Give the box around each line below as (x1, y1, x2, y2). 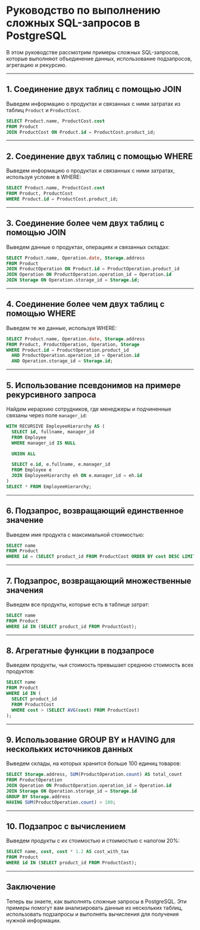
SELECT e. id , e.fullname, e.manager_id (11, 461, 111, 467)
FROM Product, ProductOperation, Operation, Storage (6, 341, 140, 347)
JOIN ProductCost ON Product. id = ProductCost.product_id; (6, 129, 156, 135)
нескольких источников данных (6, 744, 133, 754)
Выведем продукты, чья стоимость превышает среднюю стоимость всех (6, 661, 194, 669)
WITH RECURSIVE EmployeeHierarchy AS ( (6, 423, 105, 429)
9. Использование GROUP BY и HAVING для (6, 735, 176, 745)
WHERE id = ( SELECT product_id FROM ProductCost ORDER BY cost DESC (6, 553, 180, 560)
